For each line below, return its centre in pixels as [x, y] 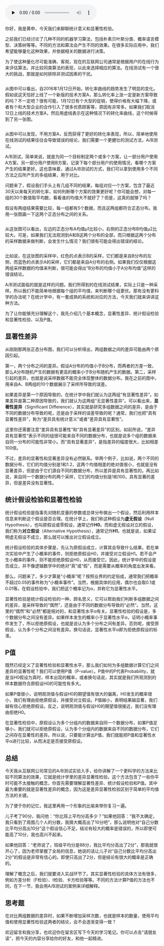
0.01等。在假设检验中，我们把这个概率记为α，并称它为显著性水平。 [72, 588]
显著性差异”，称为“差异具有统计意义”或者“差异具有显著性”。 [65, 419]
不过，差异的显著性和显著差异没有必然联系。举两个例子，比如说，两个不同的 [82, 458]
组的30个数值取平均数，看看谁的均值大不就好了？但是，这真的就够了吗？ [78, 198]
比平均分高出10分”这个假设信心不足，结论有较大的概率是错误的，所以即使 [79, 828]
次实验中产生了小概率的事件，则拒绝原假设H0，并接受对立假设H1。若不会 [79, 553]
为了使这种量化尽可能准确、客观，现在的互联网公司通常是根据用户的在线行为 [82, 62]
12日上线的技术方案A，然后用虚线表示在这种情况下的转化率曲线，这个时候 [79, 113]
